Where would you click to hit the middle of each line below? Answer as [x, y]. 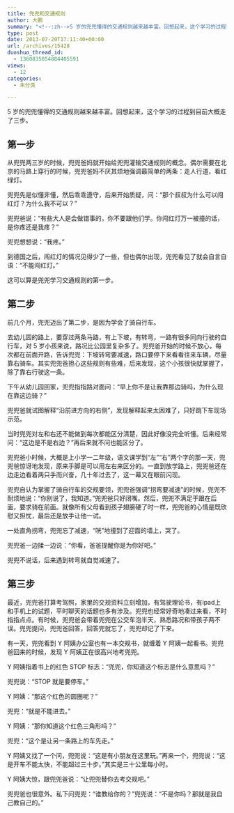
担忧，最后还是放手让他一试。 [62, 516]
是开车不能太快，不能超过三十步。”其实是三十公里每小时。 [89, 764]
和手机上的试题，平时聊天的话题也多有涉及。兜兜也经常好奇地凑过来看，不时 [117, 611]
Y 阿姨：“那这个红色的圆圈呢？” [53, 696]
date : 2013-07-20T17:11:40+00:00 [56, 40]
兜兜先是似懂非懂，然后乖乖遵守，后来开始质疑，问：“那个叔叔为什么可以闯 [116, 195]
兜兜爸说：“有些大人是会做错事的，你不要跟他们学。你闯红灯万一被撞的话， [116, 218]
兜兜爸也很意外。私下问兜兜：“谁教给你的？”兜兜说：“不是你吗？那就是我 [112, 793]
